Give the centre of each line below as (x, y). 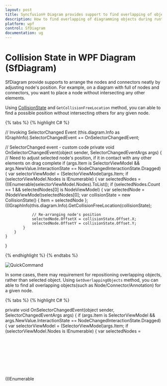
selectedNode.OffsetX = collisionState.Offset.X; (84, 219)
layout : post (19, 10)
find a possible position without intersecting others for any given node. (78, 113)
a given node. (19, 290)
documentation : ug (24, 33)
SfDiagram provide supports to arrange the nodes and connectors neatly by (83, 82)
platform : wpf (20, 24)
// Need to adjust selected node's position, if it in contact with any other (79, 158)
